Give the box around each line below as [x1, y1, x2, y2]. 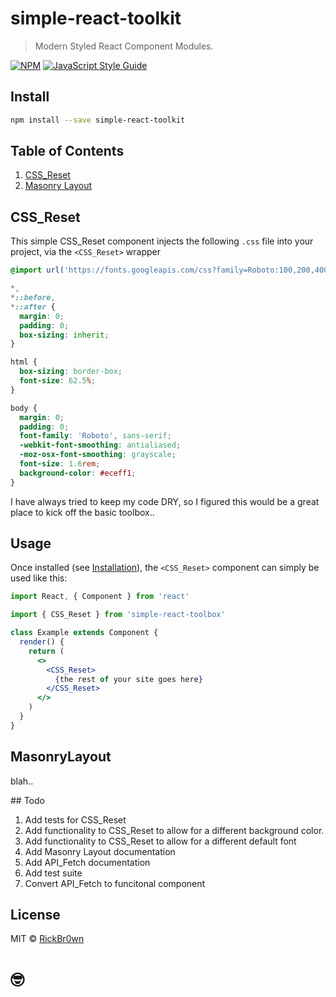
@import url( [10, 265, 65, 276]
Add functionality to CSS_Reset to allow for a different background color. [24, 824, 325, 836]
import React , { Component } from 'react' [10, 592, 190, 602]
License [10, 907, 61, 924]
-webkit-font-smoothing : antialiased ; [19, 440, 182, 451]
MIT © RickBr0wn [10, 933, 85, 945]
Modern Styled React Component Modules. [34, 40, 214, 52]
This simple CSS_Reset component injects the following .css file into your [10, 235, 314, 247]
